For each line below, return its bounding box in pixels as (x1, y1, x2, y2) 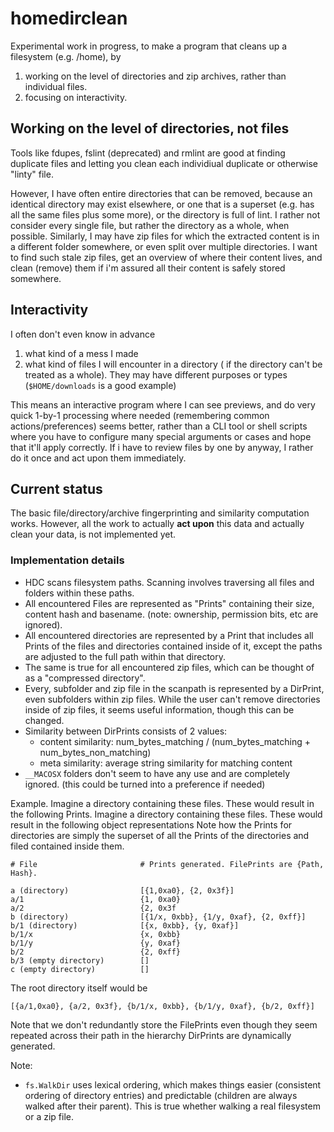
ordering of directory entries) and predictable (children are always (24, 1089, 298, 1101)
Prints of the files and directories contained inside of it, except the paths (24, 640, 323, 652)
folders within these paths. (24, 587, 135, 599)
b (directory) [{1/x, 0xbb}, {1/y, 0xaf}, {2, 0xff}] (10, 912, 307, 922)
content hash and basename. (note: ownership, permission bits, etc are (24, 608, 319, 620)
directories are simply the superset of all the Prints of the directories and (10, 829, 310, 841)
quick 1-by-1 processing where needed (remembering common (10, 409, 270, 421)
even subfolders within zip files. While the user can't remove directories (24, 693, 321, 705)
